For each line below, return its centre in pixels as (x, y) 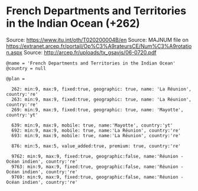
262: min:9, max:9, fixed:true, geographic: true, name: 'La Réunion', (102, 89)
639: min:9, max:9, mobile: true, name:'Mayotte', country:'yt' (92, 125)
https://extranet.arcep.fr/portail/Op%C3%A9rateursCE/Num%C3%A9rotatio (99, 46)
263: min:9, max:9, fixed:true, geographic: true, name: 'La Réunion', (102, 99)
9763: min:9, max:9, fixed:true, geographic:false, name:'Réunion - (98, 167)
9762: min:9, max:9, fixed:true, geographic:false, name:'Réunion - (98, 156)
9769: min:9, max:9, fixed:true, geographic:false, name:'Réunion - (98, 177)
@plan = (16, 79)
